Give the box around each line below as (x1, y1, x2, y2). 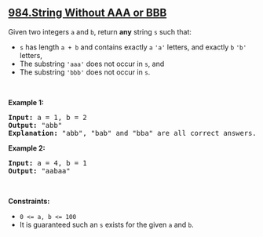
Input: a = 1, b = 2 (8, 113, 88, 122)
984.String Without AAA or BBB (8, 6, 167, 20)
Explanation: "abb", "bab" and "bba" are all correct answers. (8, 129, 257, 137)
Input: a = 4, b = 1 (8, 159, 88, 167)
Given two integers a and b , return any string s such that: (8, 27, 192, 36)
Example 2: (8, 143, 46, 152)
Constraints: (8, 196, 50, 206)
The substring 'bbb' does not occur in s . (19, 67, 151, 77)
